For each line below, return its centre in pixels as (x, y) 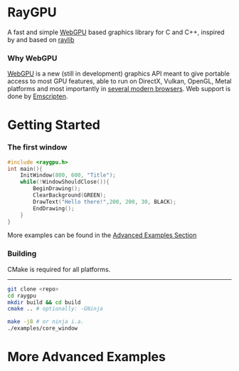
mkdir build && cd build (44, 302)
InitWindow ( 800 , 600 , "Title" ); (68, 175)
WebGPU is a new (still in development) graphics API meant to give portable (118, 74)
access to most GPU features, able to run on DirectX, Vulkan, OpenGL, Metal (119, 81)
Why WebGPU (32, 58)
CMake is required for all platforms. (59, 269)
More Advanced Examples (86, 357)
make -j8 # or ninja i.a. (46, 322)
